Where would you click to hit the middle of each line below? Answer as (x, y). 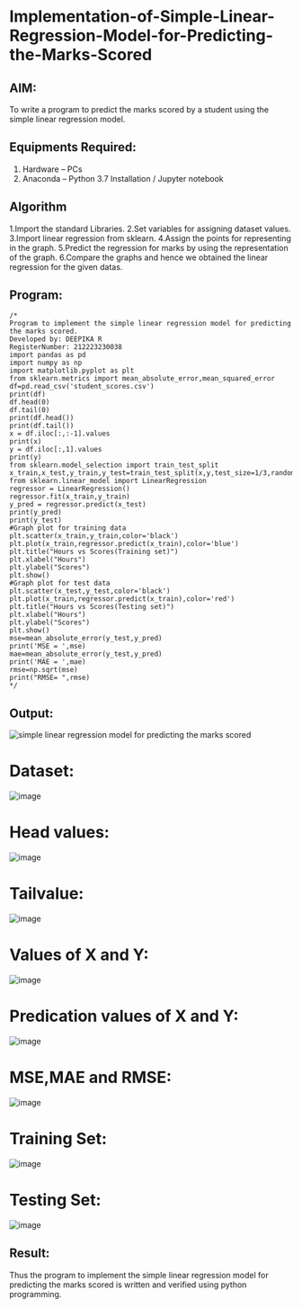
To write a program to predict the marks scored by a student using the (139, 109)
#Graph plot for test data (60, 583)
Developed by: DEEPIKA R (56, 339)
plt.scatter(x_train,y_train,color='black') (94, 536)
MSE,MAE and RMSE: (91, 1078)
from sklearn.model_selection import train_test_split (114, 465)
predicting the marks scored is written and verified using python (128, 1285)
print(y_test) (36, 520)
